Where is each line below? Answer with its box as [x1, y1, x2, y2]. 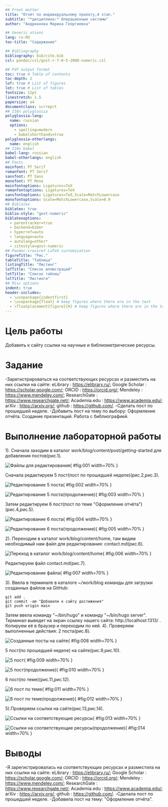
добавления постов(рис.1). [5, 452, 62, 458]
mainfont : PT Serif [5, 164, 46, 169]
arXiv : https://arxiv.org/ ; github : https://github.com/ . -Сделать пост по [5, 402, 153, 408]
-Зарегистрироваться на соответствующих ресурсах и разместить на [5, 376, 156, 382]
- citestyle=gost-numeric [9, 243, 64, 248]
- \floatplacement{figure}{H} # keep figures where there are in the [9, 304, 157, 309]
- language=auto [9, 234, 43, 239]
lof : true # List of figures [5, 81, 66, 86]
